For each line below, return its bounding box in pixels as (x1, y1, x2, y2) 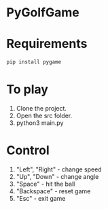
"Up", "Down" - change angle (16, 172, 99, 180)
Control (6, 143, 50, 158)
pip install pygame (6, 59, 62, 66)
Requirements (6, 36, 88, 52)
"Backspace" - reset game (16, 186, 91, 195)
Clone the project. (16, 104, 67, 112)
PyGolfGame (6, 5, 79, 20)
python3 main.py (16, 118, 64, 127)
